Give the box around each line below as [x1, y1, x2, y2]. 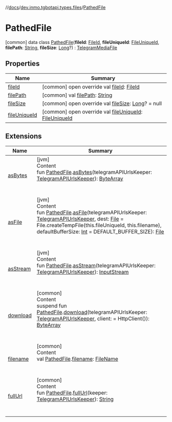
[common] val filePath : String [41, 92, 113, 99]
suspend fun [36, 302, 67, 309]
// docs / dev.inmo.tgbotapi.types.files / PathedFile [5, 5, 106, 10]
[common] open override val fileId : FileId [41, 83, 140, 90]
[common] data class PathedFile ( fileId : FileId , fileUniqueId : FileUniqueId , [5, 39, 160, 45]
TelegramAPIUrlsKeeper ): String [36, 395, 114, 403]
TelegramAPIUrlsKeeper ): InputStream [36, 268, 129, 275]
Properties [5, 59, 40, 68]
